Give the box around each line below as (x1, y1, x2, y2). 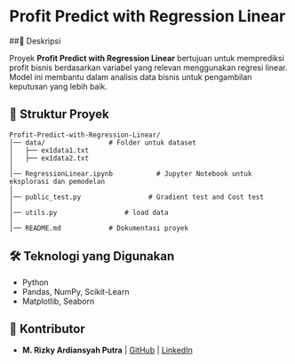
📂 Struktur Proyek (9, 107, 109, 122)
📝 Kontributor (9, 321, 86, 336)
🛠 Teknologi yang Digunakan (9, 249, 175, 264)
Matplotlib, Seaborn (21, 296, 95, 306)
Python (21, 277, 49, 288)
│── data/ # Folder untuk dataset (9, 138, 197, 147)
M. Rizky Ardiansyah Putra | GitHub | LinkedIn (21, 344, 193, 356)
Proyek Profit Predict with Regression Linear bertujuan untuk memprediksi (9, 52, 284, 63)
